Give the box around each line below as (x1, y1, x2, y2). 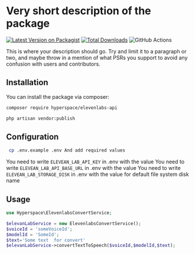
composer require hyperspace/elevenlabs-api (6, 105, 118, 111)
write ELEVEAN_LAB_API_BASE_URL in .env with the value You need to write (6, 165, 181, 172)
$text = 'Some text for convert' (6, 237, 86, 243)
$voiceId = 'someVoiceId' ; (6, 226, 73, 232)
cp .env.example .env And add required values (8, 147, 126, 153)
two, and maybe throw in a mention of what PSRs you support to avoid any (6, 54, 188, 61)
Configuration (6, 131, 59, 142)
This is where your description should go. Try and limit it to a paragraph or (6, 47, 187, 54)
